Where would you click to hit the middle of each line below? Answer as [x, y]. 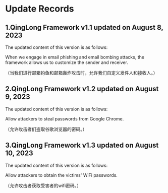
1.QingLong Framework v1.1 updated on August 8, [84, 27]
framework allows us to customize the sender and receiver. [67, 62]
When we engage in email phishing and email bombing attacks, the [75, 57]
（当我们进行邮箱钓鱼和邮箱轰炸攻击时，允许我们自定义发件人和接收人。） [81, 73]
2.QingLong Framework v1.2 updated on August [82, 89]
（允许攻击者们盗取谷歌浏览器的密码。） [46, 129]
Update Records [40, 9]
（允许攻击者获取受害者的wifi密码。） [43, 185]
